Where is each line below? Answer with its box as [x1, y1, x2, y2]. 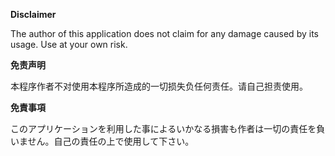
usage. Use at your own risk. [10, 39, 128, 50]
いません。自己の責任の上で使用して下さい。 [10, 135, 195, 147]
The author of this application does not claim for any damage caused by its [10, 28, 319, 39]
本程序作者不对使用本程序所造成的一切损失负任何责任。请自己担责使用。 [10, 80, 308, 92]
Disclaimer [10, 9, 57, 20]
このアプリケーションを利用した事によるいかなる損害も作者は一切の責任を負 [10, 123, 326, 134]
